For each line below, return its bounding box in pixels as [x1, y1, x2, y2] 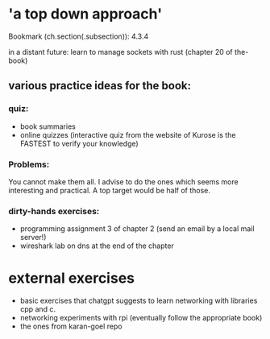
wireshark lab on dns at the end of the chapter [19, 241, 175, 250]
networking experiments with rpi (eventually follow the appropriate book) [19, 313, 263, 323]
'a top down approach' [8, 5, 163, 23]
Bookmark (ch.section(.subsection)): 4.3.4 [8, 31, 149, 41]
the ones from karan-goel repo [19, 321, 123, 331]
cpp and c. [19, 304, 56, 314]
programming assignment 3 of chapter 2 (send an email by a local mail [19, 224, 255, 234]
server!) [19, 233, 47, 242]
